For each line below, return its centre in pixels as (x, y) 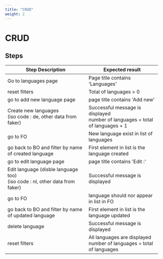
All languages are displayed (120, 237)
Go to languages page (33, 81)
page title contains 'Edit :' (117, 162)
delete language (26, 226)
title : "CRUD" (19, 9)
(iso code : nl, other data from (41, 181)
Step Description (46, 69)
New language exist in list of (121, 133)
